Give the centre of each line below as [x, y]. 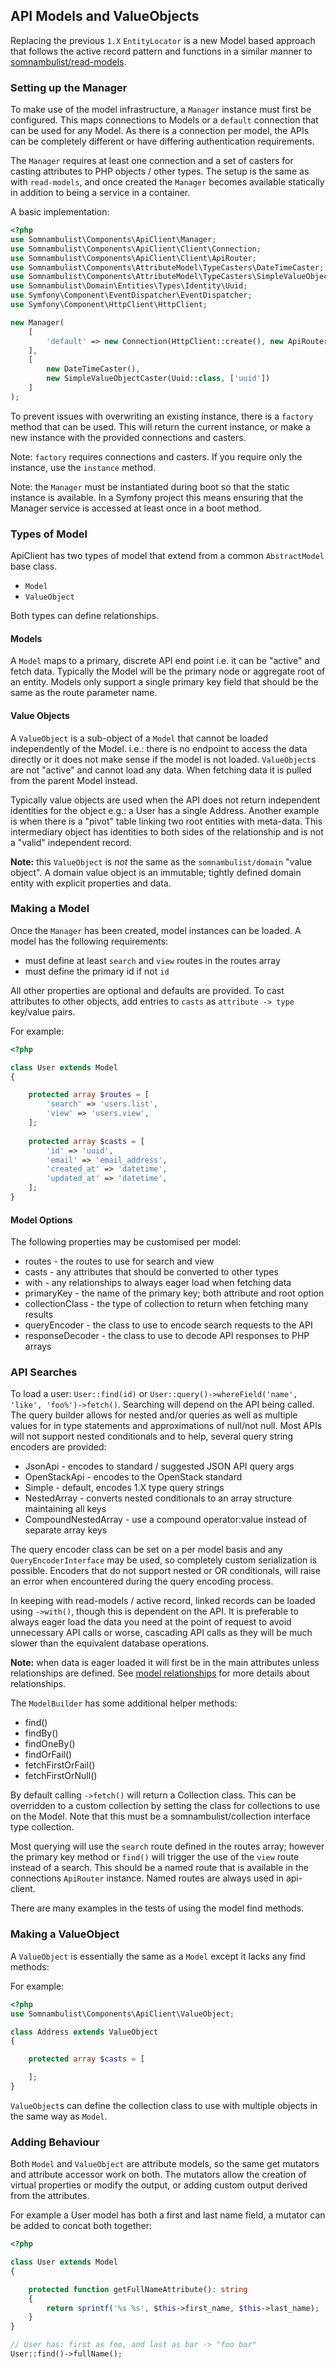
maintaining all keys [65, 1509]
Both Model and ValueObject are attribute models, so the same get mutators [165, 2164]
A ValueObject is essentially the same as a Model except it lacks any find [158, 1956]
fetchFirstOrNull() [61, 1776]
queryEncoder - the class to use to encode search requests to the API [168, 1325]
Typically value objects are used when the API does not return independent [165, 800]
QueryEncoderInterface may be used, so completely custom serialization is [164, 1560]
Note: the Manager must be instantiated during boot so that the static [150, 486]
